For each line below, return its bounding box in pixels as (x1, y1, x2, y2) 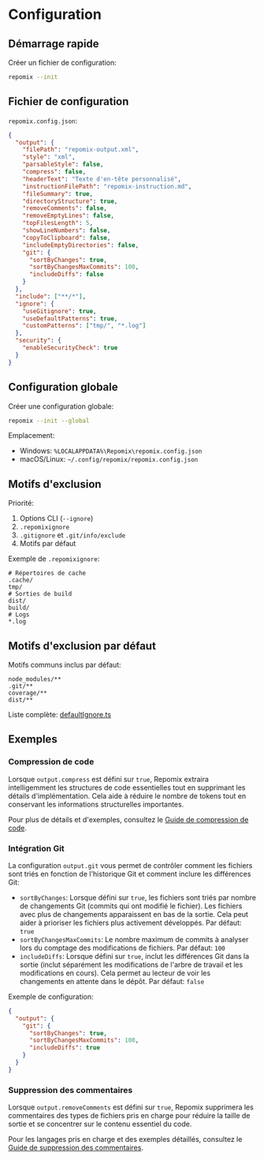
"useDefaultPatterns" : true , (22, 314, 118, 323)
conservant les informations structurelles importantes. (8, 799, 184, 809)
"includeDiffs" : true (28, 1044, 101, 1052)
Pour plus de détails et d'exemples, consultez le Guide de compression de (8, 814, 249, 824)
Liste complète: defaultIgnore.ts (8, 710, 112, 719)
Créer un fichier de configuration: (8, 58, 117, 67)
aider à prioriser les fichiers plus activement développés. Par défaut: (19, 918, 242, 927)
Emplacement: (8, 431, 55, 440)
